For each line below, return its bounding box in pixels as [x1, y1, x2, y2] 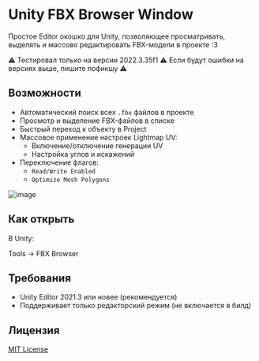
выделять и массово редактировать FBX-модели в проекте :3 [8, 39, 219, 49]
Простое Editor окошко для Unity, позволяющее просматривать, [8, 32, 226, 41]
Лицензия [8, 323, 60, 337]
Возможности [8, 87, 81, 100]
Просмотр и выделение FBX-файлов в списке [19, 116, 175, 125]
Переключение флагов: [19, 158, 99, 167]
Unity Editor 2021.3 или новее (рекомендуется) [19, 292, 178, 302]
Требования [8, 271, 71, 285]
